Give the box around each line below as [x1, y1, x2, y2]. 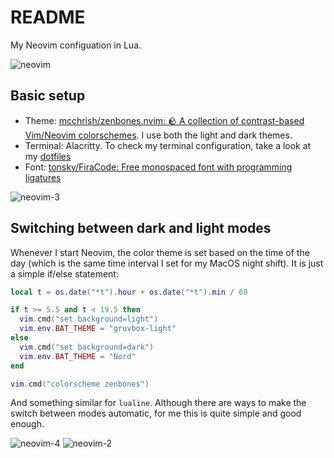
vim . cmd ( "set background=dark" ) [19, 342, 155, 352]
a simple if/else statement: [10, 267, 119, 280]
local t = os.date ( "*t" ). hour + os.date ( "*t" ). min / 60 [10, 287, 248, 297]
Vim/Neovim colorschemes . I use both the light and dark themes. [24, 129, 293, 141]
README [10, 6, 86, 29]
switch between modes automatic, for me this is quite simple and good [10, 407, 302, 420]
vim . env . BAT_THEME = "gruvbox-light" [19, 324, 177, 334]
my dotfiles [24, 150, 72, 162]
